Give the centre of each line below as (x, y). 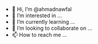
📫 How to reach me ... (39, 35)
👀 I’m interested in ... (37, 15)
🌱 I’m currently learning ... (43, 22)
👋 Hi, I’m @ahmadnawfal (42, 9)
